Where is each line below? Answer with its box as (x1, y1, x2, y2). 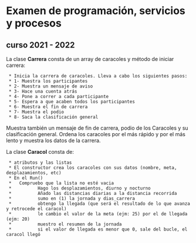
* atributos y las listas (8, 160, 72, 166)
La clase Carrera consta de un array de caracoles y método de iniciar (6, 56, 174, 62)
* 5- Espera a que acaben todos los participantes (8, 99, 135, 104)
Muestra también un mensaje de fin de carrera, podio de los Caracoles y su (6, 124, 189, 131)
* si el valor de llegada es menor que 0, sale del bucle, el (8, 227, 188, 232)
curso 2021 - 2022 (6, 40, 75, 50)
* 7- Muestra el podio (8, 109, 65, 115)
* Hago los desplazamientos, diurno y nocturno (8, 185, 151, 191)
